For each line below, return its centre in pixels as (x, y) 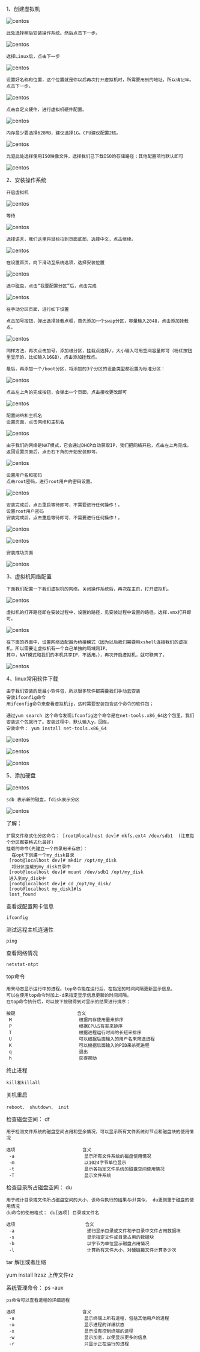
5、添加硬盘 (21, 776)
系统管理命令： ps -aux (35, 1287)
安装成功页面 (20, 553)
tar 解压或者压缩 (26, 1262)
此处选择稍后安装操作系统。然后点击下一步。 (53, 33)
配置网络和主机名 (24, 415)
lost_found (22, 894)
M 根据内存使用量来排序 (66, 1020)
